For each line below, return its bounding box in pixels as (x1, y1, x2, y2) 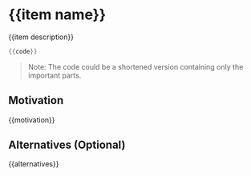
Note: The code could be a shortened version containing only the (27, 62, 244, 71)
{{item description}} (8, 32, 75, 42)
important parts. (27, 70, 82, 80)
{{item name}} (8, 6, 107, 24)
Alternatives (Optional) (8, 138, 126, 152)
